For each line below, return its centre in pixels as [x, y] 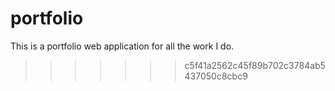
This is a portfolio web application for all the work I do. [122, 46]
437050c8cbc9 [216, 76]
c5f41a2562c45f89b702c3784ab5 [255, 65]
